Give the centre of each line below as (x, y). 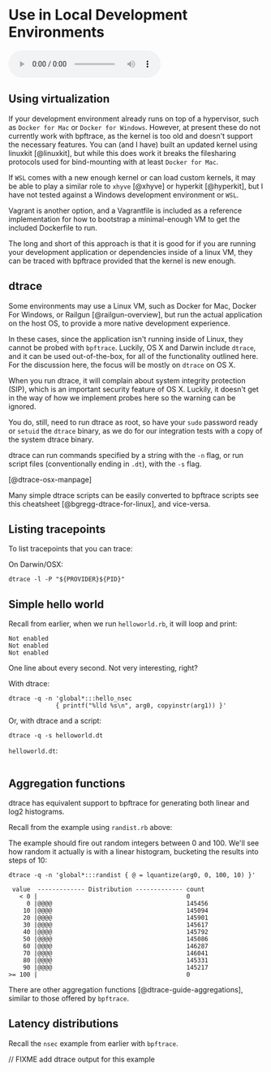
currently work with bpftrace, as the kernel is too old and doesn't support (131, 136)
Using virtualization (59, 99)
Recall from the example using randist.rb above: (90, 827)
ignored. (22, 406)
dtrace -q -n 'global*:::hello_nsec (70, 699)
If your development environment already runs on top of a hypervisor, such (134, 119)
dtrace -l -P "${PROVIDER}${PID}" (67, 579)
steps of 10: (28, 860)
